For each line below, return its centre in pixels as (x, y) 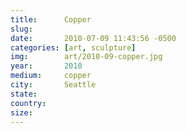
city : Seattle (53, 85)
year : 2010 (46, 66)
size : (21, 112)
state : (24, 94)
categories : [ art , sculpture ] (73, 47)
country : (28, 103)
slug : (21, 29)
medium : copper (51, 76)
